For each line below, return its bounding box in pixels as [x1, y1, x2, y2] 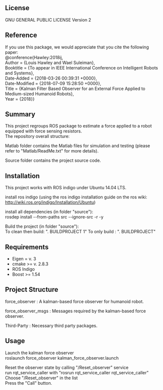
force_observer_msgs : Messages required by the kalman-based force [5, 308, 146, 314]
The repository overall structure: [5, 133, 70, 139]
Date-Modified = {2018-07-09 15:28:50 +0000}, [5, 80, 101, 86]
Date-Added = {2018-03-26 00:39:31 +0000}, [5, 75, 97, 81]
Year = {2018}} [5, 96, 35, 102]
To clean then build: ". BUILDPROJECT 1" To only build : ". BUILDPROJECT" [5, 229, 156, 235]
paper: [5, 49, 18, 55]
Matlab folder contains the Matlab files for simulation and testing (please [5, 143, 150, 149]
